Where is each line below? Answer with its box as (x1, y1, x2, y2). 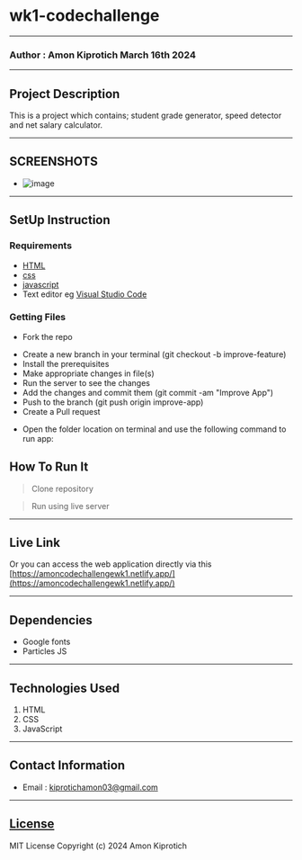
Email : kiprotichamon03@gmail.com (22, 782, 159, 793)
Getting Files (9, 311, 67, 324)
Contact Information (9, 757, 126, 774)
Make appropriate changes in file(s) (22, 368, 155, 379)
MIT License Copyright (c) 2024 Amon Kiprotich (9, 840, 187, 851)
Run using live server (31, 500, 110, 511)
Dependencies (9, 613, 93, 628)
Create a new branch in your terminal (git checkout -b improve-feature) (22, 348, 287, 360)
